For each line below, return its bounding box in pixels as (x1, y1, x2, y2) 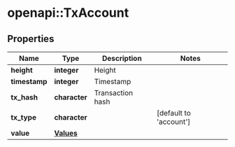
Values (54, 128, 78, 138)
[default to (156, 108, 191, 118)
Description (101, 54, 142, 63)
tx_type (10, 113, 37, 122)
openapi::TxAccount (7, 5, 129, 21)
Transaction (94, 88, 134, 97)
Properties (7, 33, 55, 45)
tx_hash (10, 92, 38, 102)
